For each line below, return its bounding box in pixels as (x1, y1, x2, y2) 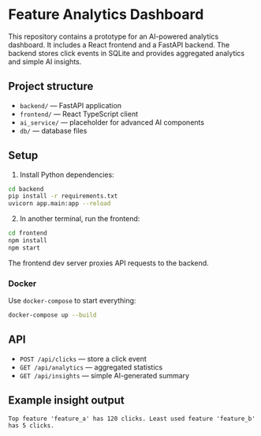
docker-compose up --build (8, 311, 97, 319)
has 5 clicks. (8, 421, 55, 430)
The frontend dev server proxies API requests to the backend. (8, 258, 209, 268)
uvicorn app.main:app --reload (8, 200, 111, 208)
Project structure (8, 80, 94, 93)
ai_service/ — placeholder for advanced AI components (19, 117, 205, 127)
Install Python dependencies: (19, 170, 114, 179)
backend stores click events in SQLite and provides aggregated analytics (8, 48, 245, 58)
